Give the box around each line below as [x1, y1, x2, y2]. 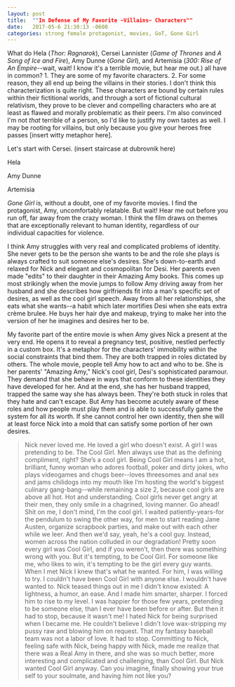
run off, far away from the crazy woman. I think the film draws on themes [7, 214, 218, 222]
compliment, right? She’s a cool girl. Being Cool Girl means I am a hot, [24, 456, 226, 464]
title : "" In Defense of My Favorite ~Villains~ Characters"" [7, 17, 193, 24]
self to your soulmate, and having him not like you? [24, 672, 172, 680]
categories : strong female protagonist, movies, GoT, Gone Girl [7, 29, 199, 37]
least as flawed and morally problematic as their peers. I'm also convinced [7, 109, 222, 117]
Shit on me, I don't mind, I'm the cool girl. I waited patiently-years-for [24, 508, 224, 516]
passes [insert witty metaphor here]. [7, 131, 113, 140]
